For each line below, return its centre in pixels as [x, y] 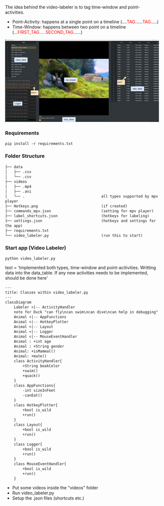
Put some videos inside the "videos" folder [55, 488]
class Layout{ [28, 425]
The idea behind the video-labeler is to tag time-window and [66, 7]
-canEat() [32, 396]
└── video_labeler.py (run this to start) [74, 235]
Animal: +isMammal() [35, 351]
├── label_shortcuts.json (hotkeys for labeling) [77, 216]
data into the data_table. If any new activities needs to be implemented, [77, 273]
